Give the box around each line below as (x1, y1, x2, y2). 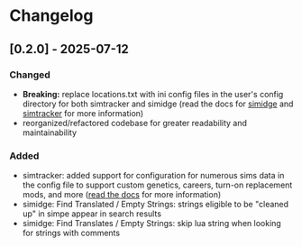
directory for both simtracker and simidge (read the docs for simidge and (22, 98, 294, 109)
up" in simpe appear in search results (22, 208, 162, 219)
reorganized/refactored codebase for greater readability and (22, 117, 248, 128)
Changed (9, 69, 51, 81)
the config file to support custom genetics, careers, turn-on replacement (22, 179, 293, 190)
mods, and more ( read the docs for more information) (22, 189, 222, 200)
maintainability (22, 127, 78, 138)
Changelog (9, 5, 94, 26)
